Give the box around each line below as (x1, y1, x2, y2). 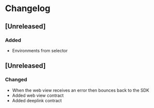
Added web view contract (12, 93, 64, 98)
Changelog (5, 3, 51, 14)
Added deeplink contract (12, 97, 62, 103)
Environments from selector (12, 47, 68, 53)
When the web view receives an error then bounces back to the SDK (12, 87, 150, 93)
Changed (5, 76, 28, 83)
